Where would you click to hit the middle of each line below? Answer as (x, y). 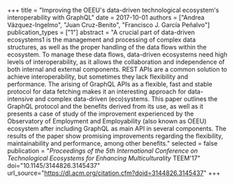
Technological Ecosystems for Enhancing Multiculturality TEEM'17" (104, 158)
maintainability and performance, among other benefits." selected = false (112, 143)
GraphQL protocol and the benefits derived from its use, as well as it (105, 106)
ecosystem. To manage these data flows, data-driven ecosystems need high (117, 54)
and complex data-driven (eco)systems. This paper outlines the (126, 99)
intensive (20, 99)
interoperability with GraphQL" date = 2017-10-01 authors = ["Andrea (106, 17)
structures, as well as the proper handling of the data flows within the (107, 47)
